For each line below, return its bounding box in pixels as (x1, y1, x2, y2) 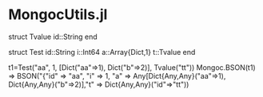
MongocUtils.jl (8, 6, 108, 24)
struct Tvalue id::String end (8, 32, 98, 41)
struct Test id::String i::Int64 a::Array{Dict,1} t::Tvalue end (8, 47, 196, 56)
